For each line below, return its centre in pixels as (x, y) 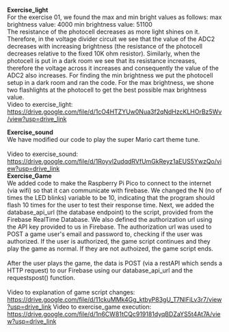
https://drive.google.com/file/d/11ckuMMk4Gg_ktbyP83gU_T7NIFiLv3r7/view (114, 299)
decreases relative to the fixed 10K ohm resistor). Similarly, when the (104, 53)
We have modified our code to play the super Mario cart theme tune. (104, 139)
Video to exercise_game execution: (102, 307)
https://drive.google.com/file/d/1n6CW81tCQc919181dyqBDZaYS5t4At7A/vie (114, 314)
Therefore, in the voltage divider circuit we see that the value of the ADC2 (111, 39)
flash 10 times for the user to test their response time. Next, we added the (111, 205)
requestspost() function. (41, 278)
